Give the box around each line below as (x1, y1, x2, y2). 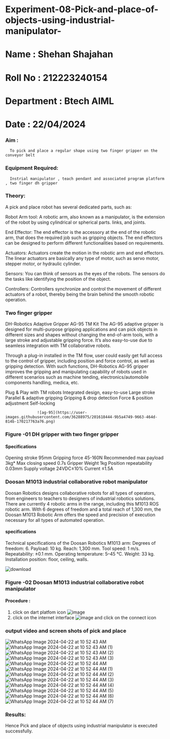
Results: (5, 711, 26, 718)
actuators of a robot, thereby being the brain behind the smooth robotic (5, 291, 155, 297)
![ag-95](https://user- (37, 410, 87, 415)
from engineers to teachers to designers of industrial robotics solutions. (5, 495, 155, 502)
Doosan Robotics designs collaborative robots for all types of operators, (5, 490, 156, 496)
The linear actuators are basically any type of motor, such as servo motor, (5, 255, 160, 261)
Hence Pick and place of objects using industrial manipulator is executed (5, 723, 158, 729)
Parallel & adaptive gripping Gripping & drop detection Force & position (5, 395, 153, 401)
